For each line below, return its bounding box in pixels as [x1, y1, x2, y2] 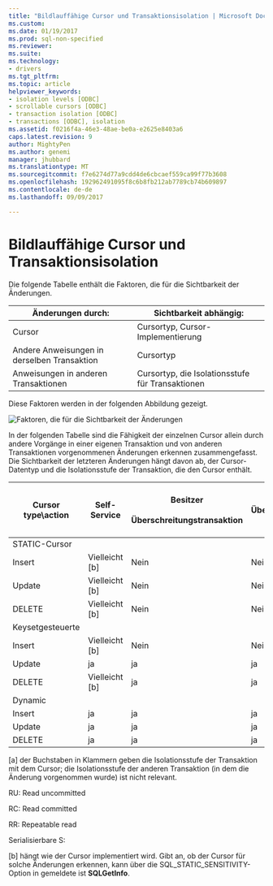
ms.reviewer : [8, 42, 53, 50]
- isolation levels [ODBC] [8, 95, 100, 103]
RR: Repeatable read [8, 819, 77, 829]
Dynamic [12, 694, 47, 706]
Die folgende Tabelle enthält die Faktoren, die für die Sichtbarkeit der [8, 279, 240, 289]
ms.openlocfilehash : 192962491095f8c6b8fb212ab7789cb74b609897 [8, 178, 227, 187]
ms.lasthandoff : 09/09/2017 [8, 192, 104, 201]
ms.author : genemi [8, 148, 71, 156]
